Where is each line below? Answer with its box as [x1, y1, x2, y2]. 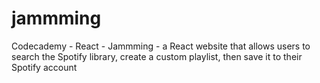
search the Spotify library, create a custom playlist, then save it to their [11, 50, 303, 62]
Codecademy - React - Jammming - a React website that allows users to [11, 40, 311, 52]
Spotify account [11, 61, 78, 73]
